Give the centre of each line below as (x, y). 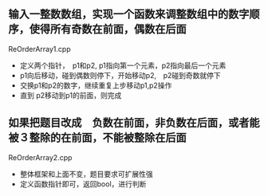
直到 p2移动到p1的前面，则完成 (71, 95)
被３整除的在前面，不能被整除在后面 (97, 138)
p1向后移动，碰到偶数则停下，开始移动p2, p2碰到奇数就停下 (120, 75)
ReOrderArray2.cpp (40, 157)
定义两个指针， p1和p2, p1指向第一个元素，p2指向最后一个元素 (123, 65)
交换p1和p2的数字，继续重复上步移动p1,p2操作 (96, 85)
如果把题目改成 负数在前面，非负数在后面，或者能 (134, 123)
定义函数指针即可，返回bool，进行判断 (83, 184)
